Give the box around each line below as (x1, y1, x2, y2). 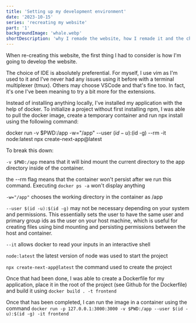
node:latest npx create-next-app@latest (6, 136, 102, 142)
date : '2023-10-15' (6, 14, 54, 20)
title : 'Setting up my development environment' (6, 8, 127, 15)
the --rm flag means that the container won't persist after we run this (6, 176, 172, 183)
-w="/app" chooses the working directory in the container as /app (6, 194, 163, 200)
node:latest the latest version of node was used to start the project (6, 252, 168, 259)
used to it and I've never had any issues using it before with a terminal (6, 75, 174, 83)
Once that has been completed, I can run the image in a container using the (6, 299, 188, 305)
